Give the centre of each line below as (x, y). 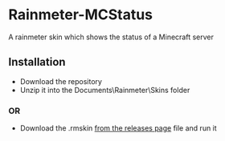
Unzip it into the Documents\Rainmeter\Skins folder (105, 90)
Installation (37, 62)
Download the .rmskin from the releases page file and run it (118, 128)
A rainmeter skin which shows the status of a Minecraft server (111, 37)
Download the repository (61, 81)
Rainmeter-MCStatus (81, 15)
